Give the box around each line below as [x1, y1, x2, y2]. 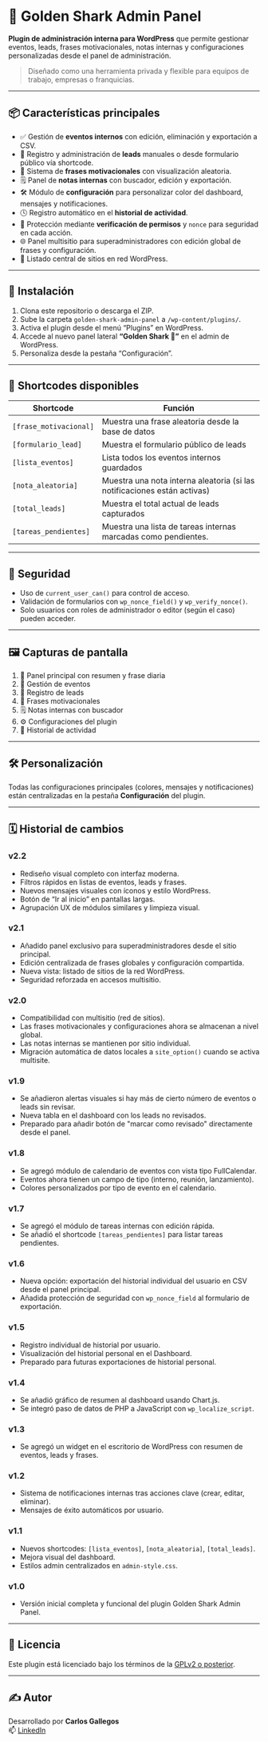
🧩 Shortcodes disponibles [8, 379, 140, 392]
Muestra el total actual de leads [101, 498, 219, 509]
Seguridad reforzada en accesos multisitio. [19, 974, 161, 984]
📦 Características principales [8, 106, 160, 120]
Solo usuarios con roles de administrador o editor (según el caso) [19, 605, 235, 615]
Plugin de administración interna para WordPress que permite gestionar [8, 34, 250, 43]
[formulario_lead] [12, 440, 82, 449]
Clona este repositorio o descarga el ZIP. [19, 306, 154, 315]
